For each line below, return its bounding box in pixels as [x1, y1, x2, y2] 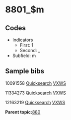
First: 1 [19, 42, 34, 48]
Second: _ [19, 48, 41, 53]
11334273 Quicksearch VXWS [5, 90, 66, 96]
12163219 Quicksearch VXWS [5, 99, 66, 105]
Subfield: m [12, 53, 36, 59]
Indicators [12, 37, 33, 43]
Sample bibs [5, 67, 45, 75]
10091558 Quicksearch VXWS [5, 80, 66, 86]
